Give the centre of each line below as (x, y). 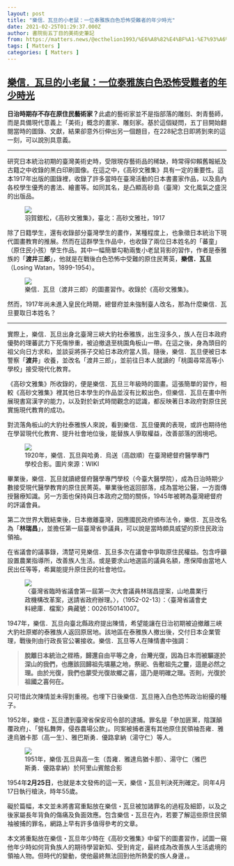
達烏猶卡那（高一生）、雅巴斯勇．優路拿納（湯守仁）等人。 (91, 737)
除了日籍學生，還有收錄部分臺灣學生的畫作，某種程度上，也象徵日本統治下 (114, 232)
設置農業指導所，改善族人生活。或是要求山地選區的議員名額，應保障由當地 (114, 560)
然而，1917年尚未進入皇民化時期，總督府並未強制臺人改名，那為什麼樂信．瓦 (117, 304)
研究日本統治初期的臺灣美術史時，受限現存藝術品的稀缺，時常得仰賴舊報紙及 (117, 161)
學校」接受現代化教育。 (41, 369)
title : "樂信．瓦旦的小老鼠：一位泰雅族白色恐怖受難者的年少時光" (91, 20)
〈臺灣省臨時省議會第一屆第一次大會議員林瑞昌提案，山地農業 (113, 591)
